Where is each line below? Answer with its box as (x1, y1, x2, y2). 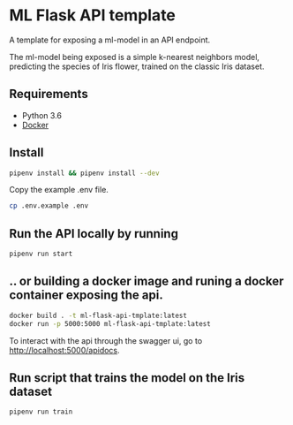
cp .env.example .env (9, 201, 89, 210)
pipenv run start (9, 249, 73, 259)
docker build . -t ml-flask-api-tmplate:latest (9, 311, 188, 320)
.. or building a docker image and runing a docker (9, 274, 284, 289)
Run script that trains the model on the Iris (9, 370, 245, 385)
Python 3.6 (21, 110, 62, 120)
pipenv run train (9, 407, 73, 416)
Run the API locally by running (9, 226, 179, 241)
